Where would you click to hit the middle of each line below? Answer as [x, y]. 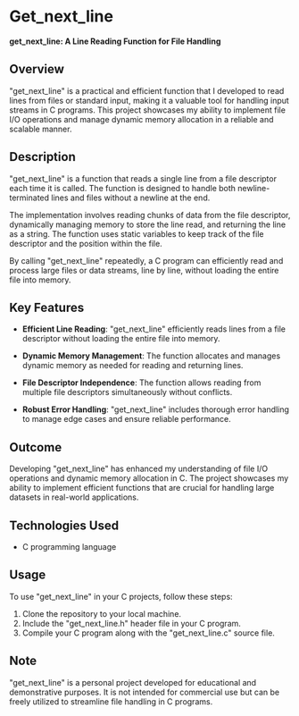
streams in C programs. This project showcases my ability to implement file [147, 110]
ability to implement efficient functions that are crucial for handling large [142, 488]
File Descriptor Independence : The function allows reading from [141, 383]
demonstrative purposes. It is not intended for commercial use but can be [144, 692]
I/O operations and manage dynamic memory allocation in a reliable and [141, 119]
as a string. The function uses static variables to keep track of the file [137, 233]
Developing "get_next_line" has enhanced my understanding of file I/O [139, 469]
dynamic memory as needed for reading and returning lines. [133, 366]
